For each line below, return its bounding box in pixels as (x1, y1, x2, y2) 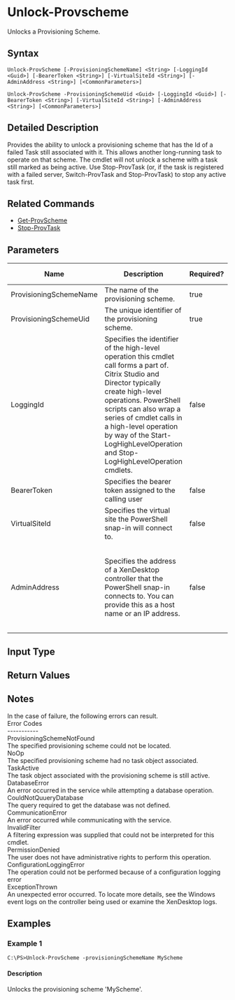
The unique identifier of (104, 306, 182, 315)
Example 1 (7, 938, 43, 948)
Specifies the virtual (104, 506, 170, 515)
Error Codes (7, 719, 43, 727)
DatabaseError (7, 778, 50, 787)
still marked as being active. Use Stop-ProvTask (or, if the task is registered (7, 162, 224, 171)
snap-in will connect (104, 523, 173, 533)
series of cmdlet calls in (104, 413, 183, 423)
